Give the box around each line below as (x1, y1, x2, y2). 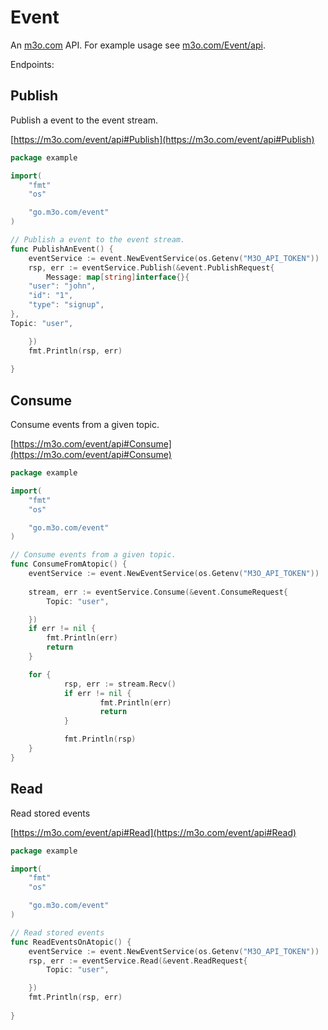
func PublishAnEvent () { (10, 244, 114, 254)
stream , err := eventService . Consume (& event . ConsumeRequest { (28, 587, 288, 597)
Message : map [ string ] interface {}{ (46, 272, 190, 282)
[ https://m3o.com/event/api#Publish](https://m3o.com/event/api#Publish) (10, 133, 315, 145)
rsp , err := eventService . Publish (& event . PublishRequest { (28, 262, 275, 273)
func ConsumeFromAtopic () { (10, 559, 128, 570)
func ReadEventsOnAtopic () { (10, 937, 132, 947)
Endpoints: (10, 58, 55, 70)
